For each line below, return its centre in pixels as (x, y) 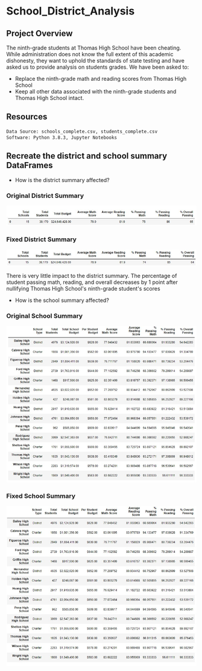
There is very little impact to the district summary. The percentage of (92, 276)
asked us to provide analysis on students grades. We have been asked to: (98, 67)
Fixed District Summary (42, 239)
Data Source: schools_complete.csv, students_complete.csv (82, 131)
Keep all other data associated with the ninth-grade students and (96, 91)
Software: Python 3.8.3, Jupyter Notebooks (62, 137)
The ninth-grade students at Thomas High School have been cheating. (94, 48)
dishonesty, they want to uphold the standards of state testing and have (96, 61)
